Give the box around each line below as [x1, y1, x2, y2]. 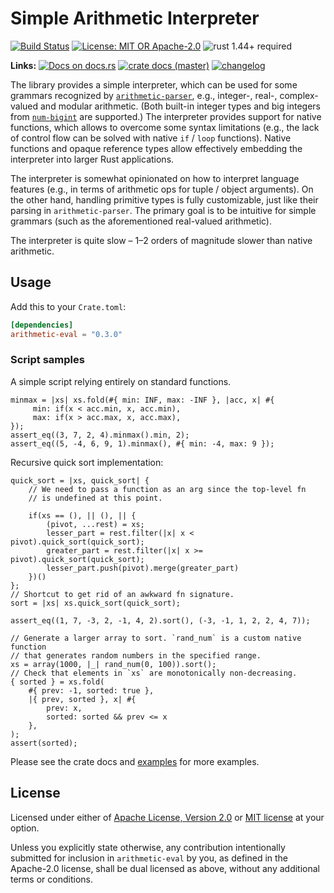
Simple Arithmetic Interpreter [10, 7, 260, 30]
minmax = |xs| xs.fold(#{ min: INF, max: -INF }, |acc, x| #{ [10, 395, 275, 405]
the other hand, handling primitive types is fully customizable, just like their [10, 193, 319, 206]
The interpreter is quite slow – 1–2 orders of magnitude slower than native [10, 234, 313, 246]
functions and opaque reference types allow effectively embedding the [10, 142, 303, 154]
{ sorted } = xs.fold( [10, 677, 105, 687]
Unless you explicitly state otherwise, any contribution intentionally [10, 841, 286, 853]
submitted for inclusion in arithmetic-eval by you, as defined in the [10, 852, 289, 864]
